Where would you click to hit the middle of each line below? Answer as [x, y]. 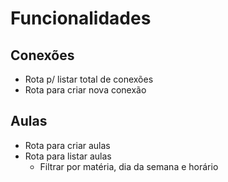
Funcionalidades [81, 18]
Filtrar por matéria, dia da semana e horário [129, 166]
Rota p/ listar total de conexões [89, 79]
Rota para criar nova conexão [85, 90]
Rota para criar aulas [67, 145]
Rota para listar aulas [68, 156]
